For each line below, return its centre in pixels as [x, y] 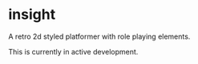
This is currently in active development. [73, 51]
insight [32, 15]
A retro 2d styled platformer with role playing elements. [99, 36]
